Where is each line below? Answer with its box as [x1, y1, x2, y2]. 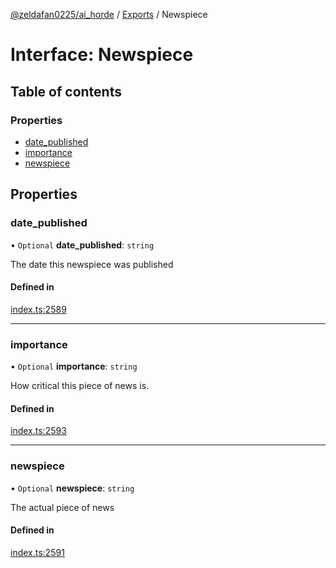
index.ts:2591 [10, 546, 65, 558]
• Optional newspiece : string [10, 482, 135, 494]
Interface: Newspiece [10, 44, 194, 66]
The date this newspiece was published [10, 258, 174, 270]
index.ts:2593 [10, 425, 67, 437]
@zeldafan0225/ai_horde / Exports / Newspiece [10, 9, 208, 20]
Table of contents [10, 83, 122, 100]
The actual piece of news [10, 501, 115, 513]
